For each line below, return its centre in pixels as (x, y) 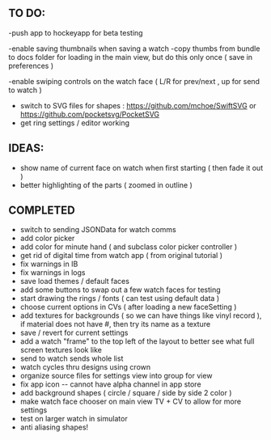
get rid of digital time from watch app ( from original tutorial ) (121, 256)
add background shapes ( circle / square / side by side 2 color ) (126, 393)
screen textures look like (61, 350)
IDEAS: (26, 148)
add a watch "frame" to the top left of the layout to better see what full (137, 341)
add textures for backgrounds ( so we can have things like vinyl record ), (141, 315)
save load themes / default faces (74, 281)
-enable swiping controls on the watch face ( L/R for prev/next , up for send (134, 81)
